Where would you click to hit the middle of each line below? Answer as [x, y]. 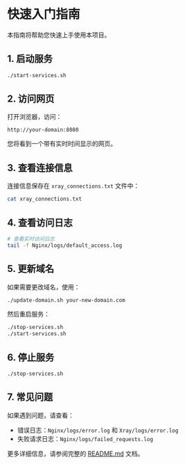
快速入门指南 [44, 14]
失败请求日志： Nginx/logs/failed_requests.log [85, 438]
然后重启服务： [28, 314]
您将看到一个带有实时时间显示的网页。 [62, 144]
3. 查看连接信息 [40, 168]
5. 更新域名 [30, 269]
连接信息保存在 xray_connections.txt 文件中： [73, 186]
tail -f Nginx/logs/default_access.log [65, 245]
